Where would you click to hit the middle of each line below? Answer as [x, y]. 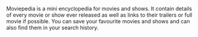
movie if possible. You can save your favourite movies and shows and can [98, 21]
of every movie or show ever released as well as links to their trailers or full [99, 15]
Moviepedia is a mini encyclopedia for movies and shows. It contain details [99, 9]
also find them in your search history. [53, 27]
